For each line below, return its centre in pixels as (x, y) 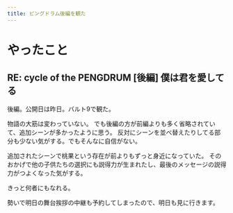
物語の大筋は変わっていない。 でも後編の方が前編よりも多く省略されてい (111, 123)
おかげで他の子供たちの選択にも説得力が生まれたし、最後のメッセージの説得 (117, 164)
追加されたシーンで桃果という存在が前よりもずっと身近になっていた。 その (114, 155)
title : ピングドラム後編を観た (47, 14)
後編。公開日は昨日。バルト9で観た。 (61, 109)
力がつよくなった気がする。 (47, 173)
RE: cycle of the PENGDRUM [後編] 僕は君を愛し (111, 78)
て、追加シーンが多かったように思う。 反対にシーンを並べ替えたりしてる (111, 132)
